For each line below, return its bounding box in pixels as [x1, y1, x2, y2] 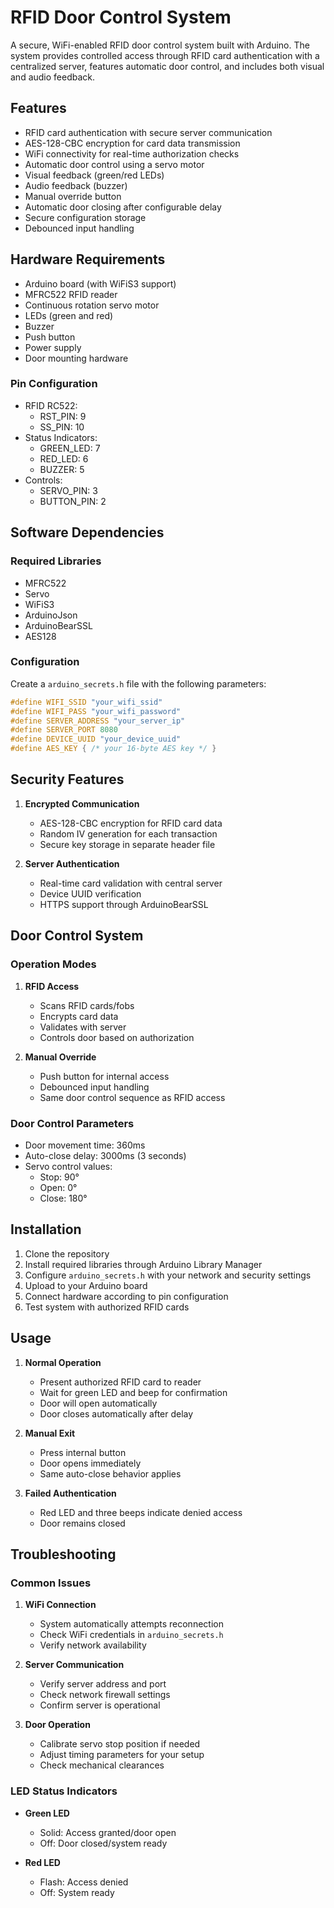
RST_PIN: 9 [39, 410, 87, 422]
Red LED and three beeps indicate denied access [39, 1506, 243, 1518]
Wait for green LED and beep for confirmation [39, 1386, 228, 1398]
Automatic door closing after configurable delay [24, 201, 222, 213]
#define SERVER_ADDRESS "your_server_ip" [10, 716, 186, 726]
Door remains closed [39, 1517, 126, 1529]
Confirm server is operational [39, 1699, 161, 1711]
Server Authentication [24, 857, 120, 870]
